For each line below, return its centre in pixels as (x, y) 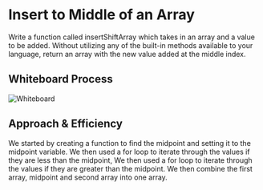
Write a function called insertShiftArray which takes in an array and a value (131, 37)
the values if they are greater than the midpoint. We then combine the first (130, 168)
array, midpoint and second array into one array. (88, 177)
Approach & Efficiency (65, 124)
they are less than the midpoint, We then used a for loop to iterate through (130, 160)
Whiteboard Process (61, 79)
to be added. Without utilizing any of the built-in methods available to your (131, 45)
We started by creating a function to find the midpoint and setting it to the (129, 143)
